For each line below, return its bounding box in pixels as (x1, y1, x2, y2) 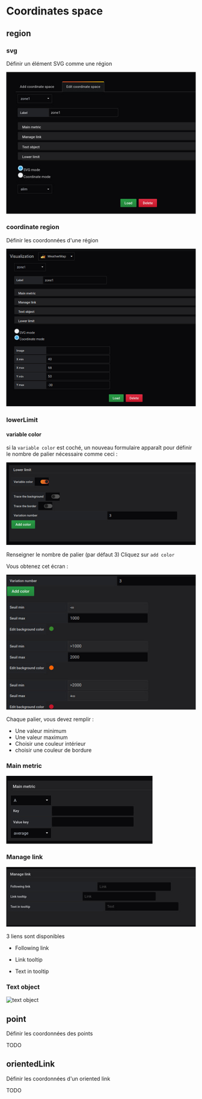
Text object (6, 983, 40, 991)
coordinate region (6, 223, 60, 231)
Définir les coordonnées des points (6, 1030, 93, 1038)
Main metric (6, 761, 42, 770)
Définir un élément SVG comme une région (6, 60, 112, 67)
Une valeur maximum (14, 734, 68, 741)
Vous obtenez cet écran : (6, 562, 69, 570)
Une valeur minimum (14, 728, 67, 735)
